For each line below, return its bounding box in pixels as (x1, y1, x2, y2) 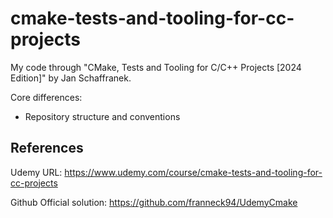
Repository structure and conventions (24, 110, 181, 122)
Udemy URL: (10, 166, 63, 178)
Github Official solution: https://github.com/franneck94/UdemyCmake (10, 196, 298, 208)
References (10, 140, 84, 157)
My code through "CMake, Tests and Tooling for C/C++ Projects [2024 (10, 61, 302, 73)
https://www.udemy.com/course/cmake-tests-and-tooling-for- (64, 166, 323, 178)
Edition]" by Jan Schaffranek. (10, 72, 132, 84)
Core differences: (10, 91, 83, 103)
